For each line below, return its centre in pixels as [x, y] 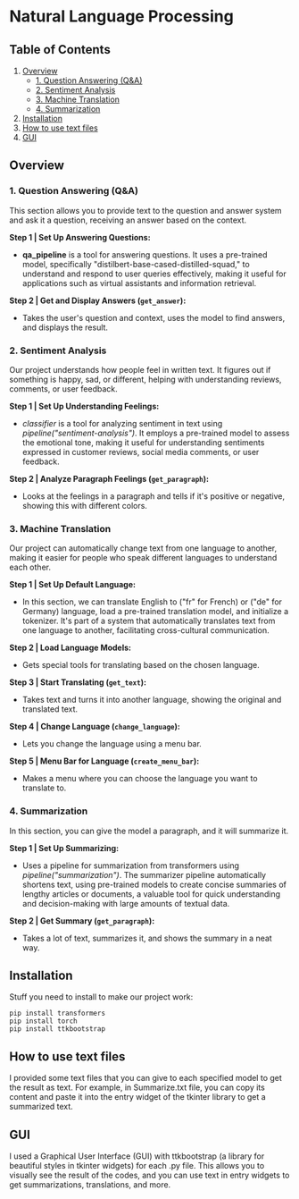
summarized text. [41, 1107]
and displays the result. [65, 327]
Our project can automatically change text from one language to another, [143, 548]
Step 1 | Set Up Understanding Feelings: [84, 406]
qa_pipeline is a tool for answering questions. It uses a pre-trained [145, 254]
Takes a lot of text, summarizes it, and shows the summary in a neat [147, 938]
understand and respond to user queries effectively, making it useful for [154, 274]
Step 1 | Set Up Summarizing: [64, 848]
